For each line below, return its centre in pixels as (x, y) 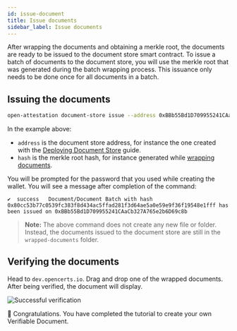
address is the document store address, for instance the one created (117, 143)
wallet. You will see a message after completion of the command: (102, 186)
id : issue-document (36, 14)
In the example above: (39, 129)
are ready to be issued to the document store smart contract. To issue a (111, 54)
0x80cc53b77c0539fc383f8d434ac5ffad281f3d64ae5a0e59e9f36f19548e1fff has (118, 205)
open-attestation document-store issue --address (82, 116)
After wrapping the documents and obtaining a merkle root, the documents (116, 47)
